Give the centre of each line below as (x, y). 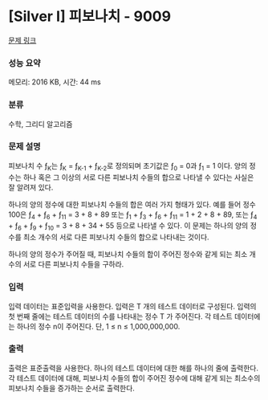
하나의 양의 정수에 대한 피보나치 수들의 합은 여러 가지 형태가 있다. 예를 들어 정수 (132, 204)
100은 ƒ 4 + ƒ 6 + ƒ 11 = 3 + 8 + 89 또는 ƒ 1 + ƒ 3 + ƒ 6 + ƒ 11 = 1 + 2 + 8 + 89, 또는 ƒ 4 (133, 215)
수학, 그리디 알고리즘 (41, 124)
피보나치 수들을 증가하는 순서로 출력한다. (71, 388)
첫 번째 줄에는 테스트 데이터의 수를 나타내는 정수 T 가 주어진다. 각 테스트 (120, 316)
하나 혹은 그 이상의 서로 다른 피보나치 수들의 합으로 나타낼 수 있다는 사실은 (138, 177)
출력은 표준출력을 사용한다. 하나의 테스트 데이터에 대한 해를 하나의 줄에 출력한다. (134, 368)
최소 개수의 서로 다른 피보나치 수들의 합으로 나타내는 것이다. (116, 237)
